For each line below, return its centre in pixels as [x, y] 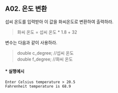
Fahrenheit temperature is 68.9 [38, 87]
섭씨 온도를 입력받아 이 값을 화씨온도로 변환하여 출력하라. [59, 22]
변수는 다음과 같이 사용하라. [31, 42]
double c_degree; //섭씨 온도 [45, 53]
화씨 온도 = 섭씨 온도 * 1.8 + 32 [47, 32]
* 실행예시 [15, 71]
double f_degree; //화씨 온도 [45, 59]
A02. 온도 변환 [26, 9]
